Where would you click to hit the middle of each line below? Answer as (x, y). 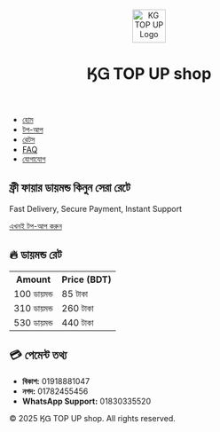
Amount (34, 279)
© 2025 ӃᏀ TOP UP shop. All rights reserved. (92, 418)
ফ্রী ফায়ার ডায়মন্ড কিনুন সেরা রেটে (70, 188)
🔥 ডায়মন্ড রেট (35, 254)
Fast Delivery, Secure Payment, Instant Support (96, 209)
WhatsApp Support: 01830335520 (86, 401)
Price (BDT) (86, 279)
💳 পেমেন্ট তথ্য (38, 355)
